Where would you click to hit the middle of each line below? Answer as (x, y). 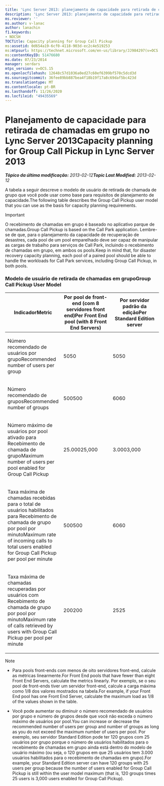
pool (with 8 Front (85, 322)
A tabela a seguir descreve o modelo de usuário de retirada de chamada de (81, 190)
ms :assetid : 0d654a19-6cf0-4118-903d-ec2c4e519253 (58, 46)
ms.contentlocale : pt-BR (30, 87)
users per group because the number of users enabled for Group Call (82, 768)
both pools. (16, 266)
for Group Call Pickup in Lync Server (80, 151)
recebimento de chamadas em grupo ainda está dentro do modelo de (82, 747)
